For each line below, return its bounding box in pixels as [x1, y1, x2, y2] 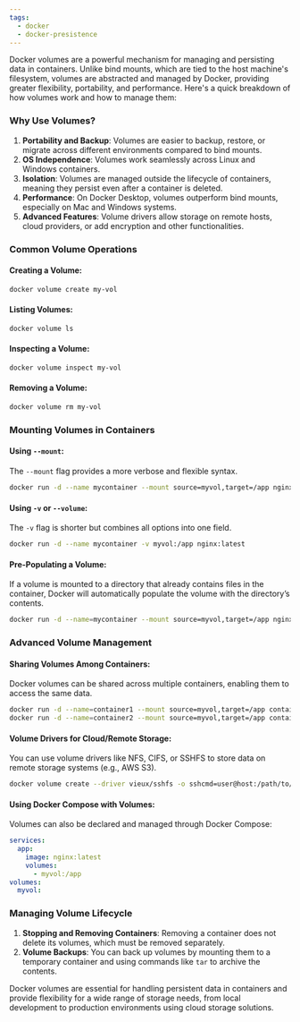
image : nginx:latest [25, 852, 102, 862]
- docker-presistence [17, 30, 98, 38]
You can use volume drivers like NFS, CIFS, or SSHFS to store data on [9, 753, 266, 763]
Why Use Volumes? [9, 115, 96, 127]
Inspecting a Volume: [9, 344, 90, 354]
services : [9, 836, 46, 846]
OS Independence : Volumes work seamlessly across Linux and [21, 154, 256, 165]
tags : [9, 13, 29, 22]
